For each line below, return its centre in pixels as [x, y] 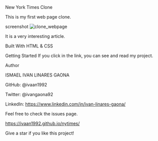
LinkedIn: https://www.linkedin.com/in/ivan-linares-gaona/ [65, 104]
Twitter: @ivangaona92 [29, 94]
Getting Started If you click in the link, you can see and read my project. [79, 55]
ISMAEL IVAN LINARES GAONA [37, 75]
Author [12, 65]
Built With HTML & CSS [29, 46]
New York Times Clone [29, 7]
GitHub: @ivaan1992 [26, 85]
